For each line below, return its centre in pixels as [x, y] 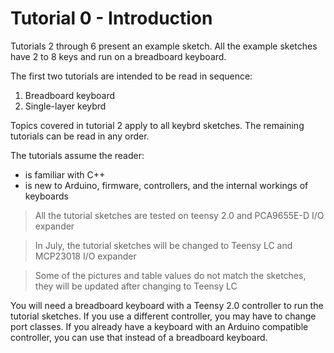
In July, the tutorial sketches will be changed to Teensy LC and [163, 245]
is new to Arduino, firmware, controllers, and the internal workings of [166, 185]
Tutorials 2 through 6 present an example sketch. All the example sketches [164, 46]
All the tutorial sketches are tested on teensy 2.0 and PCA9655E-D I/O [179, 215]
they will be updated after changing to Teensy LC [136, 286]
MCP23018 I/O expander [85, 256]
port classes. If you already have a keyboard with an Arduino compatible [159, 326]
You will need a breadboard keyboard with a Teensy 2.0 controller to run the [167, 305]
